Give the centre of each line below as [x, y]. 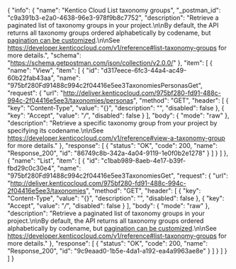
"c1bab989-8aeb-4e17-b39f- [144, 161]
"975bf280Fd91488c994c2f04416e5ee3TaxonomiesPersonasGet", [105, 85]
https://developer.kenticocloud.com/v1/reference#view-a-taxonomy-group [116, 138]
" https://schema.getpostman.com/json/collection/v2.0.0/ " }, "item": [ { [110, 63]
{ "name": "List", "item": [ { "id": [54, 161]
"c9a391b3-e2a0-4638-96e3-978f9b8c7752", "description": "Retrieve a [113, 18]
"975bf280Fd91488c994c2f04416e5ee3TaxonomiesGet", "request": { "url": [118, 176]
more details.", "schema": [44, 55]
